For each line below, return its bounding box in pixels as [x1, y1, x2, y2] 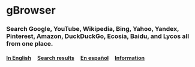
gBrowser [6, 4, 56, 17]
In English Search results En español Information [6, 54, 145, 61]
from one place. [6, 40, 53, 48]
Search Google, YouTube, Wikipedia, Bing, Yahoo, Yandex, [6, 25, 179, 33]
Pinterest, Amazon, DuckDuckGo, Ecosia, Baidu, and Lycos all [6, 32, 190, 40]
